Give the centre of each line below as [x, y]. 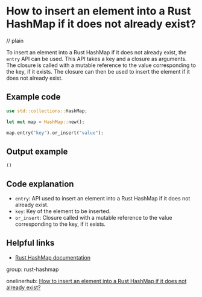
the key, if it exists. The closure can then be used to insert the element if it [98, 71]
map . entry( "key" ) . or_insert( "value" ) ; [55, 133]
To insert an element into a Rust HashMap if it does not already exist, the [96, 52]
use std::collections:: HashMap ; [47, 111]
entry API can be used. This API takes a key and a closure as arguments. [96, 59]
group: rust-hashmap [33, 269]
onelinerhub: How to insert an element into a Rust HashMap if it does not [96, 281]
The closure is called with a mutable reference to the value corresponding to [101, 65]
